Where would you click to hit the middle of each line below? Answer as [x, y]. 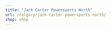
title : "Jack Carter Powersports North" [49, 10]
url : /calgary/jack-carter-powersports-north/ [56, 15]
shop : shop [17, 19]
